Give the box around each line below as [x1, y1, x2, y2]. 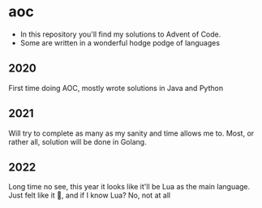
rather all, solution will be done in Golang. [8, 136, 148, 146]
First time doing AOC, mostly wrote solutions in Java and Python [8, 83, 224, 93]
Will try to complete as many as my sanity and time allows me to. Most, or [8, 128, 255, 138]
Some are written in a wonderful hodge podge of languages [19, 37, 221, 47]
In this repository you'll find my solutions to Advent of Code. [19, 29, 221, 39]
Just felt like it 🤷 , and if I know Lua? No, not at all [8, 190, 171, 201]
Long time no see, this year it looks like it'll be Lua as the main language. [8, 182, 251, 192]
